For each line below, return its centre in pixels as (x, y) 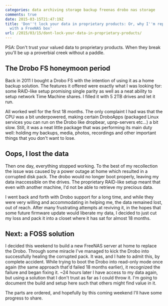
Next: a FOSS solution (40, 234)
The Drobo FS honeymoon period (58, 68)
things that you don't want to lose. (40, 138)
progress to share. (24, 298)
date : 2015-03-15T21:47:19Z (34, 19)
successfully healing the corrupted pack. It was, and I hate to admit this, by (82, 256)
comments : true (21, 15)
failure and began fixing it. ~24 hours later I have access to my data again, (81, 272)
